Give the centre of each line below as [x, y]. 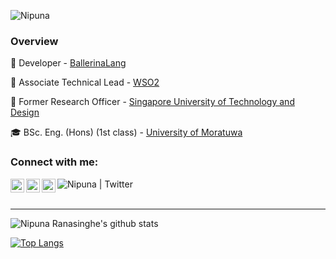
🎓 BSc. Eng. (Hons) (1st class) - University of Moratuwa [126, 132]
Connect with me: [54, 162]
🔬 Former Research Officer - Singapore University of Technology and [152, 102]
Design [25, 112]
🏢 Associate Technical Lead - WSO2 [85, 82]
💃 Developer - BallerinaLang [68, 63]
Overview [34, 41]
